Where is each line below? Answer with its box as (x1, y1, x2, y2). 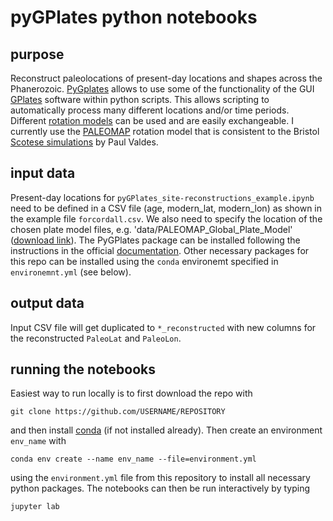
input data (10, 165, 76, 182)
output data (10, 295, 85, 312)
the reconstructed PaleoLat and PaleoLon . (10, 332, 182, 344)
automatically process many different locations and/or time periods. (10, 104, 290, 116)
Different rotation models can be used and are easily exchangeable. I (10, 115, 294, 126)
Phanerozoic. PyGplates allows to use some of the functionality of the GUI (10, 83, 315, 95)
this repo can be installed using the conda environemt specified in (10, 255, 279, 267)
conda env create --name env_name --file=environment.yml (10, 454, 257, 465)
